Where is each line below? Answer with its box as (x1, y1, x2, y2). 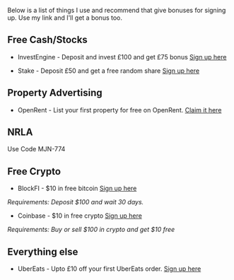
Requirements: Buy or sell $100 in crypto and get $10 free (7, 226, 175, 234)
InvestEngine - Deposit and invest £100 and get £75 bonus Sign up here (17, 52, 227, 61)
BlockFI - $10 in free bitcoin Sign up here (17, 184, 137, 193)
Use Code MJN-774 (7, 145, 66, 153)
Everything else (7, 245, 78, 257)
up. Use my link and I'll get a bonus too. (7, 13, 122, 22)
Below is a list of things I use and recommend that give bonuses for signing (7, 6, 226, 14)
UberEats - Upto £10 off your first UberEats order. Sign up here (17, 264, 201, 273)
